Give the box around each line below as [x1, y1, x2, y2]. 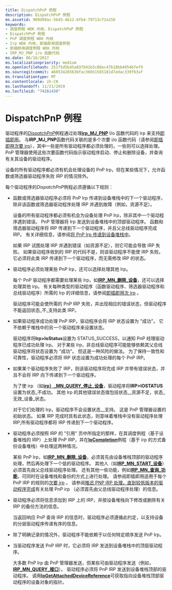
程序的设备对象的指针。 [17, 579, 67, 585]
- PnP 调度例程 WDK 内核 [5, 36, 54, 42]
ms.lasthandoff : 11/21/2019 [5, 84, 66, 89]
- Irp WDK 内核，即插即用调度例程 [5, 41, 71, 46]
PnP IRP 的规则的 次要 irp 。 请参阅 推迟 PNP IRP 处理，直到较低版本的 [12, 480, 159, 486]
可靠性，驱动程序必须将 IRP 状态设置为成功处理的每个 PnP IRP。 [12, 355, 148, 361]
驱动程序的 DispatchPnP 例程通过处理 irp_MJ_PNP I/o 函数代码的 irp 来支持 [5, 130, 160, 136]
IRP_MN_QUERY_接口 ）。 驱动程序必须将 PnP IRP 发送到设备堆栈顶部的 [12, 566, 162, 573]
